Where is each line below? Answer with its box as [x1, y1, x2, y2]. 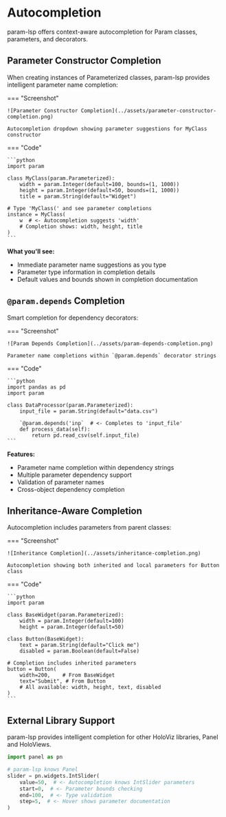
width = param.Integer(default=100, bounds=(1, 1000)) [19, 180, 180, 187]
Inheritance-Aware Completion [7, 505, 143, 517]
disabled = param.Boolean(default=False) [19, 648, 139, 655]
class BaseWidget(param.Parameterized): [7, 612, 125, 619]
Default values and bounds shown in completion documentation [16, 275, 198, 283]
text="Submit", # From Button [19, 678, 106, 685]
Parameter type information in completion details [16, 267, 156, 276]
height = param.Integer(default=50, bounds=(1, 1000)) [19, 187, 180, 194]
